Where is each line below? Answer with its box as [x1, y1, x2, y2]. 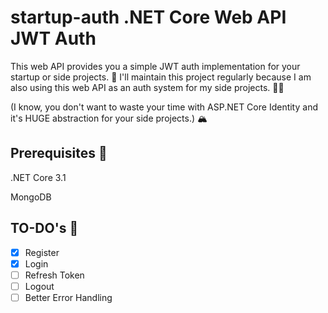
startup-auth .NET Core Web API [10, 6, 287, 29]
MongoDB [10, 191, 52, 203]
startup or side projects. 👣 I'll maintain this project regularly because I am [10, 71, 312, 83]
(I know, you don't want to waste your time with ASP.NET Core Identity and [10, 101, 318, 113]
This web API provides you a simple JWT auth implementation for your [10, 60, 301, 72]
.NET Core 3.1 [10, 171, 67, 183]
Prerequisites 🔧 [10, 145, 108, 162]
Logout [24, 280, 55, 292]
